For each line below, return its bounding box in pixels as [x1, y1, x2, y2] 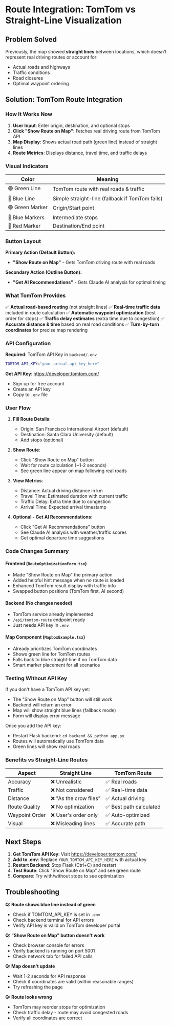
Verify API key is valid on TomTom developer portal [12, 922, 120, 928]
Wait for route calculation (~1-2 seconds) [20, 462, 107, 469]
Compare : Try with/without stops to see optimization [12, 872, 124, 879]
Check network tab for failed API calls [12, 953, 93, 959]
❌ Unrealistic [51, 778, 82, 786]
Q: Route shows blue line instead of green [5, 901, 96, 907]
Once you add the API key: [5, 722, 61, 729]
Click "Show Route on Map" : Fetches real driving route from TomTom [12, 127, 160, 134]
